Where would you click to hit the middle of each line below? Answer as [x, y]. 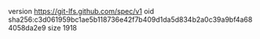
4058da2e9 [27, 28]
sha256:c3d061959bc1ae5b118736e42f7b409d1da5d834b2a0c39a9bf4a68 [130, 19]
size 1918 [62, 28]
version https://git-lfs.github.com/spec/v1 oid [81, 11]
